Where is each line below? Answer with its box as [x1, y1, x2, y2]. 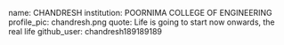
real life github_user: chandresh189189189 [8, 26, 162, 36]
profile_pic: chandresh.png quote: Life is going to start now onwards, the [8, 17, 275, 27]
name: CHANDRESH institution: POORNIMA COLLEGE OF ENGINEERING [8, 8, 272, 18]
